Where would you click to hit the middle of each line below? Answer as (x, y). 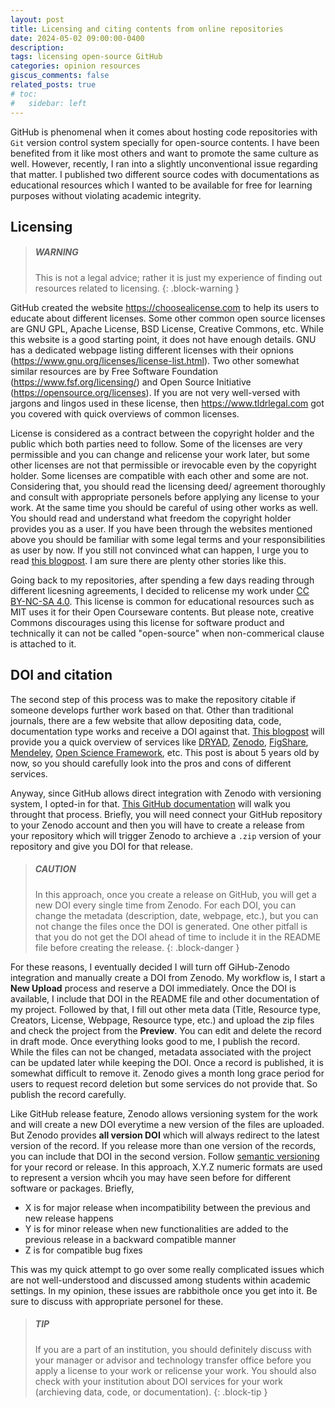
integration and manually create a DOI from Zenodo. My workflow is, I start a (168, 977)
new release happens (69, 1218)
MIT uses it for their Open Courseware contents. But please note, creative (162, 612)
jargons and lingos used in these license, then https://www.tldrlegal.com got (167, 403)
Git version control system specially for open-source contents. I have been (165, 142)
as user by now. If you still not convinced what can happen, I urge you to (159, 550)
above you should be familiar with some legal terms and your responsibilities (168, 539)
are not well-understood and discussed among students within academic (161, 1280)
